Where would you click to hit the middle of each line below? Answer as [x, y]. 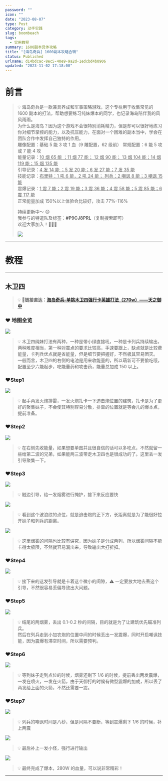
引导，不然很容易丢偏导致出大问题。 [55, 588]
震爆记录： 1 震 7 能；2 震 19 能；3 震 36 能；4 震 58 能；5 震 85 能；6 [90, 189]
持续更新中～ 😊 [33, 212]
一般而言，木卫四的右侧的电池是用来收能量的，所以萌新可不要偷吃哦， [90, 360]
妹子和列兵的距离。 [41, 521]
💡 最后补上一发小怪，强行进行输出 [52, 748]
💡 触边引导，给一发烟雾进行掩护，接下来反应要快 [68, 494]
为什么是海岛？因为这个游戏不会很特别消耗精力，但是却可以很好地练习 [90, 126]
